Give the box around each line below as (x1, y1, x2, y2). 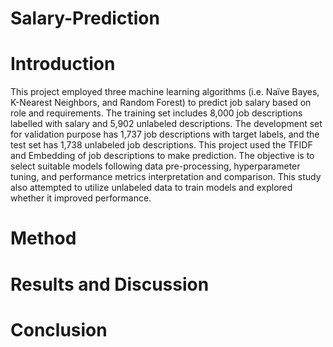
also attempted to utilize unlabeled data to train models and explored (10, 182, 293, 194)
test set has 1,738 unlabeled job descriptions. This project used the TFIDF (10, 139, 313, 151)
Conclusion (10, 318, 108, 341)
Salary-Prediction (10, 7, 160, 30)
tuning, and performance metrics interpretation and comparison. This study (10, 171, 322, 183)
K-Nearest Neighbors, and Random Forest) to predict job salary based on (10, 97, 312, 109)
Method (10, 227, 77, 250)
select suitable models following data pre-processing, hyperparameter (10, 160, 301, 172)
